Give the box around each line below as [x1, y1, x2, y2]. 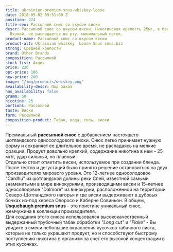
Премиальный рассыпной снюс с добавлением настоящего [5, 132, 139, 138]
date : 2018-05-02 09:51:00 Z [5, 12, 68, 17]
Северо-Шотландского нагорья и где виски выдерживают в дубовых [5, 191, 158, 198]
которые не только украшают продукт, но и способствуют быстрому [5, 230, 158, 236]
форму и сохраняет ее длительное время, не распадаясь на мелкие [5, 142, 156, 149]
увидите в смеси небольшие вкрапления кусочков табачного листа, [5, 224, 156, 230]
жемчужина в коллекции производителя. [5, 208, 96, 214]
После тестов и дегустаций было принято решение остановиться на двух [5, 164, 168, 170]
